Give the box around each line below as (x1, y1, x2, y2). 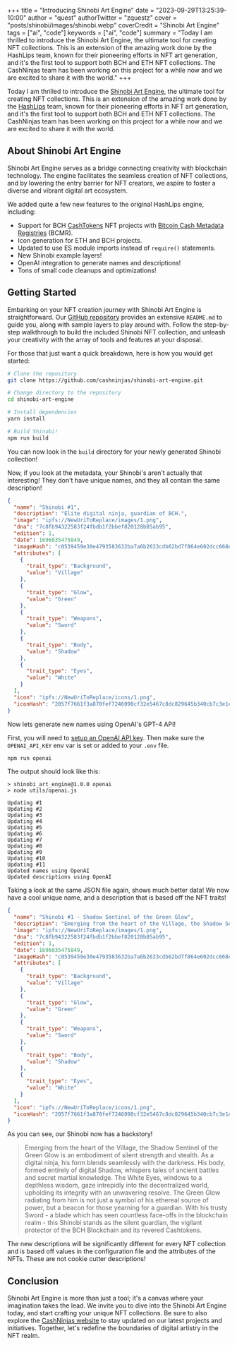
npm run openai (7, 754, 52, 761)
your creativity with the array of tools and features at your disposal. (7, 335, 203, 344)
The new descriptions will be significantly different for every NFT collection (7, 1240, 226, 1248)
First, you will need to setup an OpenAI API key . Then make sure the (7, 733, 205, 742)
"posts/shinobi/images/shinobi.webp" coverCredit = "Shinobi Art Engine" (7, 21, 220, 29)
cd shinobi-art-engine (7, 396, 74, 403)
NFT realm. (7, 1332, 40, 1340)
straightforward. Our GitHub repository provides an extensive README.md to (7, 313, 223, 321)
